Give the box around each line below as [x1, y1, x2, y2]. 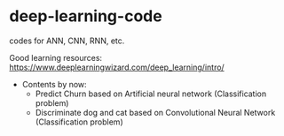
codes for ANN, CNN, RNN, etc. [9, 35, 125, 46]
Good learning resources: [9, 52, 103, 63]
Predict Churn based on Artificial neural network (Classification [35, 88, 267, 99]
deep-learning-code [9, 6, 162, 26]
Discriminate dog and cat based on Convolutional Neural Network [35, 107, 276, 117]
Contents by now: [21, 79, 87, 89]
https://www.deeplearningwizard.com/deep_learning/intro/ [9, 62, 225, 72]
